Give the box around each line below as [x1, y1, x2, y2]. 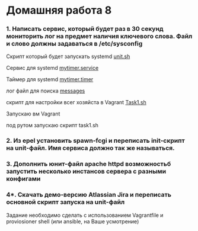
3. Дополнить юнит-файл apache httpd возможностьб [6, 160, 171, 168]
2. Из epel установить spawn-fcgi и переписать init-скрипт [6, 137, 185, 145]
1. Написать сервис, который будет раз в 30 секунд [6, 25, 164, 33]
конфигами [6, 175, 41, 183]
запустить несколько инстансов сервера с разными [6, 167, 167, 175]
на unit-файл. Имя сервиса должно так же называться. [6, 144, 175, 152]
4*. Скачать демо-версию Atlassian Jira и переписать [6, 191, 172, 199]
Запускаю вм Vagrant [6, 110, 60, 117]
